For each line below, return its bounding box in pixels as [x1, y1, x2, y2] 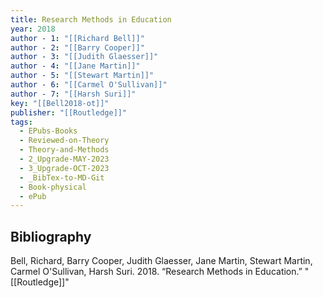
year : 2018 [10, 24, 56, 34]
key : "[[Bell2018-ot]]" [10, 98, 110, 108]
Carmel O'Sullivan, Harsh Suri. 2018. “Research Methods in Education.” [10, 266, 303, 278]
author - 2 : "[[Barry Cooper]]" [10, 42, 145, 53]
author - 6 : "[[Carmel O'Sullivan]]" [10, 80, 168, 90]
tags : [10, 117, 33, 127]
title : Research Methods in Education [10, 14, 172, 25]
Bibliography [10, 228, 92, 245]
